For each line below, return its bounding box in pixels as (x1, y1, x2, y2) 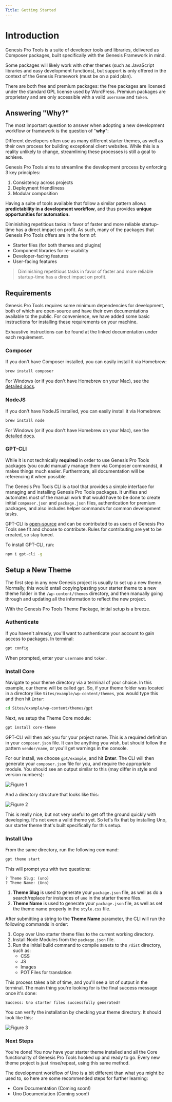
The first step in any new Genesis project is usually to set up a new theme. (5, 579, 163, 586)
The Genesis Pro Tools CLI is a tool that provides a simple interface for (5, 483, 155, 490)
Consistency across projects (12, 179, 73, 185)
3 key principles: (5, 170, 41, 176)
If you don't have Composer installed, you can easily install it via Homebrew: (5, 359, 167, 365)
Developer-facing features (12, 253, 69, 259)
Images (20, 964, 36, 970)
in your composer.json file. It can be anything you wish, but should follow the (5, 739, 167, 745)
